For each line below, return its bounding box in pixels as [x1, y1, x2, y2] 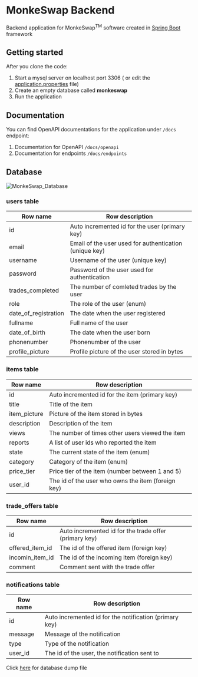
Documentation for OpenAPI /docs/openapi [14, 144, 119, 151]
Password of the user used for [70, 266, 154, 274]
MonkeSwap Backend [6, 4, 115, 17]
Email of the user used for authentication [70, 239, 183, 247]
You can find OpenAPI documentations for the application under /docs [6, 126, 176, 133]
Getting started [6, 47, 64, 57]
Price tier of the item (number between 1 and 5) [49, 467, 181, 475]
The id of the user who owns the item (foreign [49, 477, 176, 485]
